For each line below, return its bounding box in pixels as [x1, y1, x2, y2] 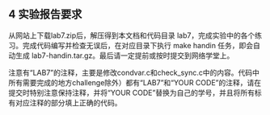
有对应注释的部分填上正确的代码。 [8, 97, 122, 107]
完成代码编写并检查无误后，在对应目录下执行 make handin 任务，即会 [22, 40, 254, 50]
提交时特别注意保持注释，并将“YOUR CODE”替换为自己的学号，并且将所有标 [8, 88, 262, 97]
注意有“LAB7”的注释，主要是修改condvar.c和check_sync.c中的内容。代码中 [8, 68, 260, 77]
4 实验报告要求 [8, 7, 82, 22]
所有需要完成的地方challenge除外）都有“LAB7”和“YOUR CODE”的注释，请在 [8, 77, 261, 87]
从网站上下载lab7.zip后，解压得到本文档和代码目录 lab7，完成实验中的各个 [8, 31, 255, 40]
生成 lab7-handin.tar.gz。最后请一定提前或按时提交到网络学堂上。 [15, 51, 234, 60]
